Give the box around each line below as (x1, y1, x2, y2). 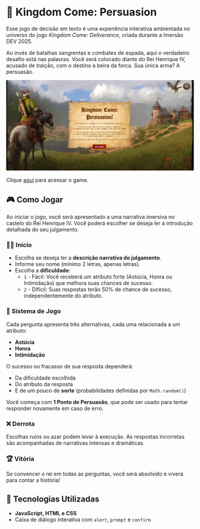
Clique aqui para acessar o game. (6, 177, 89, 184)
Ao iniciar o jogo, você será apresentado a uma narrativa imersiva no (6, 214, 175, 221)
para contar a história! (6, 477, 61, 484)
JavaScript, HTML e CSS (14, 510, 77, 517)
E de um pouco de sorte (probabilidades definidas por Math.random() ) (14, 387, 186, 394)
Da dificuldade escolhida (14, 374, 76, 381)
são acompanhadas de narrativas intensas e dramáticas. (6, 440, 145, 447)
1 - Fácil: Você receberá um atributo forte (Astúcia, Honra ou (23, 273, 173, 280)
